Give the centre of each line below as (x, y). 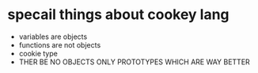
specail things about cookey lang (119, 15)
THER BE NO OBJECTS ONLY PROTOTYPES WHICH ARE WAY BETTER (134, 62)
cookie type (38, 53)
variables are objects (53, 36)
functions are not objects (60, 44)
